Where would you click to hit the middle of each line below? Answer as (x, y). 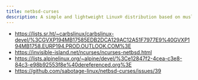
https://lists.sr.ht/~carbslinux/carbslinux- (64, 33)
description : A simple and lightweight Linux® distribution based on (93, 17)
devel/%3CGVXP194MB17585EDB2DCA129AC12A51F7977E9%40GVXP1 (102, 40)
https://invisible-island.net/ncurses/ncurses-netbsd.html (83, 52)
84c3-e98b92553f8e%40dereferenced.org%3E (73, 64)
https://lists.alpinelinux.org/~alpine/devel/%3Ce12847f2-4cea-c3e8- (98, 58)
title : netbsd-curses (33, 11)
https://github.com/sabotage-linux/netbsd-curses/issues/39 (88, 71)
